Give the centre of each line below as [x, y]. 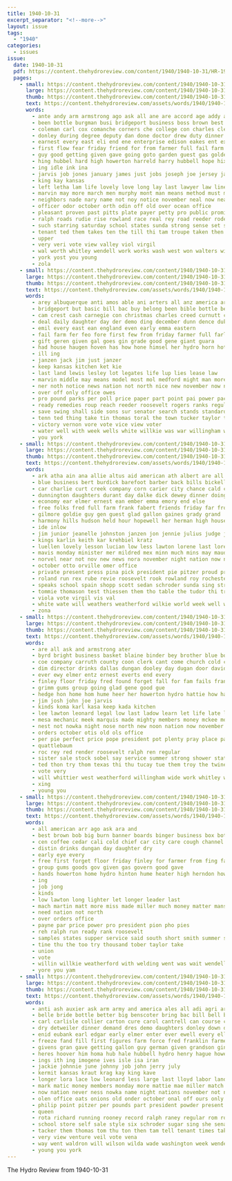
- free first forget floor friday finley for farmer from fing [125, 861]
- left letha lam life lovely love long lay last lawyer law [122, 187]
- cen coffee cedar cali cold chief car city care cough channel [128, 842]
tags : [15, 33]
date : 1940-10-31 [38, 65]
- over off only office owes [74, 392]
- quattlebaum [52, 746]
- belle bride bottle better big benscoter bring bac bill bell [126, 1015]
